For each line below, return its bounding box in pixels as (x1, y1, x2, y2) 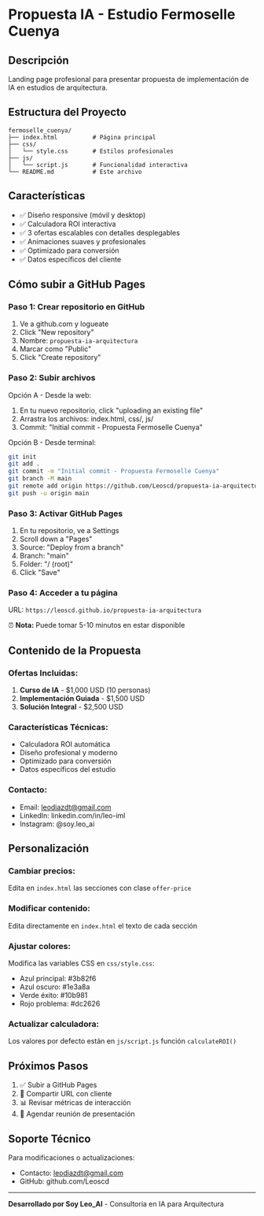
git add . (8, 460, 41, 468)
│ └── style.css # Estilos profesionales (8, 147, 174, 155)
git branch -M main (8, 475, 72, 483)
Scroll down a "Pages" (19, 534, 93, 544)
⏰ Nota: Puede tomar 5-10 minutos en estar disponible (8, 621, 185, 630)
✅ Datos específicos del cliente (19, 254, 122, 264)
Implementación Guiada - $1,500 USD (19, 694, 145, 703)
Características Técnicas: (8, 722, 108, 733)
